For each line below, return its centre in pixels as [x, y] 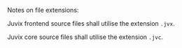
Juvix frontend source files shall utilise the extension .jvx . [91, 23]
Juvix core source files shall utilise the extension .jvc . [85, 37]
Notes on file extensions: [43, 10]
